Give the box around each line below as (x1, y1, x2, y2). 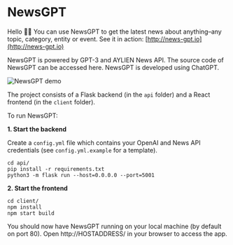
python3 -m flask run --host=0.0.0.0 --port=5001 (7, 171, 155, 178)
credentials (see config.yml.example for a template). (7, 146, 157, 154)
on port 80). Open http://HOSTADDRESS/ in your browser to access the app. (7, 229, 227, 238)
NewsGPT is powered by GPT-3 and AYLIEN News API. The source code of (7, 55, 224, 64)
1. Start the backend (7, 125, 67, 133)
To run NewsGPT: (7, 111, 58, 120)
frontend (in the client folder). (7, 97, 96, 106)
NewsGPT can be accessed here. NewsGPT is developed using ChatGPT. (7, 63, 220, 71)
